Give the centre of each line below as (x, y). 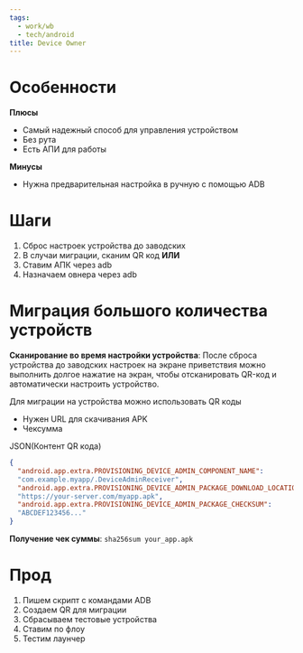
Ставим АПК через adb (67, 265)
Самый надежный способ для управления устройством (130, 130)
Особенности (63, 88)
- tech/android (46, 34)
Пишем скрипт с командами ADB (87, 600)
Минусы (26, 167)
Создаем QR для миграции (74, 610)
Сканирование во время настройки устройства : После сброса (133, 355)
